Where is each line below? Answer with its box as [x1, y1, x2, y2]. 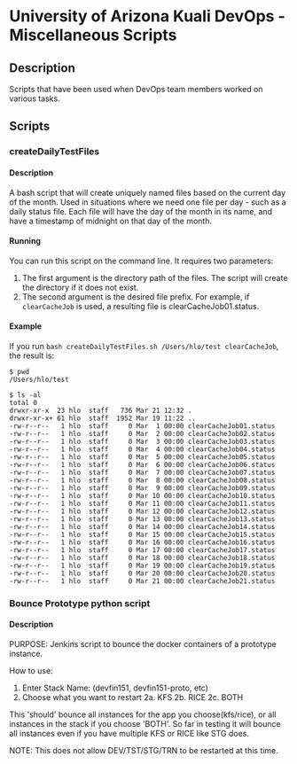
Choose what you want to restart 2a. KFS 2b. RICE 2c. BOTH [21, 692, 244, 703]
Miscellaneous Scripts [9, 25, 177, 45]
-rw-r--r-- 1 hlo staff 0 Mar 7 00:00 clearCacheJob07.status [9, 468, 276, 477]
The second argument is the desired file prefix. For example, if [21, 291, 250, 302]
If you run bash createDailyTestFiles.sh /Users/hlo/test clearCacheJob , [9, 340, 279, 351]
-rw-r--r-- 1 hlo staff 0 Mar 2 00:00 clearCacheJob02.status [9, 429, 276, 438]
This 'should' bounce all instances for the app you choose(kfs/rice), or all [9, 709, 277, 720]
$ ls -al [9, 390, 42, 400]
